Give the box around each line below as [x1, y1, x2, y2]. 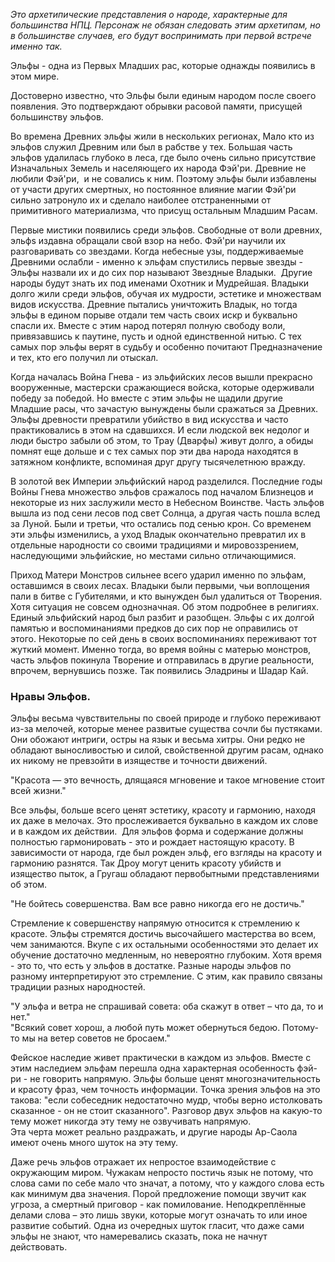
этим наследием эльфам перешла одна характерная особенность [10, 1062, 295, 1074]
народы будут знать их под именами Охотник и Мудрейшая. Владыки [10, 277, 310, 289]
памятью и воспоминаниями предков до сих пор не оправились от [10, 622, 298, 634]
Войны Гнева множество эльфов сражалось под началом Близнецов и [10, 486, 314, 498]
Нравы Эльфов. [10, 689, 91, 703]
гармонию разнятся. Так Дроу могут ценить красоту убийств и [10, 857, 282, 869]
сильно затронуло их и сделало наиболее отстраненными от [10, 194, 272, 206]
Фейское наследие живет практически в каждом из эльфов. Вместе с [10, 1052, 312, 1064]
